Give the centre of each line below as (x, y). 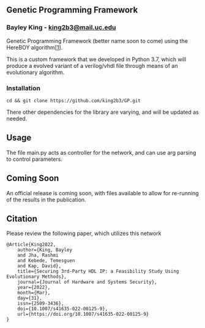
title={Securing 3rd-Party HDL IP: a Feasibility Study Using (98, 272)
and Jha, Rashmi (38, 255)
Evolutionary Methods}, (37, 277)
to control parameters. (35, 159)
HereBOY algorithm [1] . (35, 47)
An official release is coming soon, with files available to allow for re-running (102, 193)
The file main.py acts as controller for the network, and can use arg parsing (101, 152)
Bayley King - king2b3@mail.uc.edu (61, 28)
